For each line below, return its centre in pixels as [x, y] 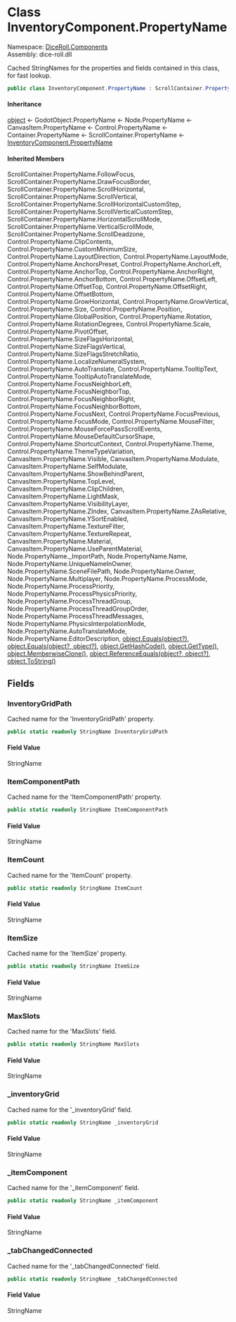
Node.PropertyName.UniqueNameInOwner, [70, 564]
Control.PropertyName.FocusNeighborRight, [71, 399]
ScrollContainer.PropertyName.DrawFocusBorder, [79, 182]
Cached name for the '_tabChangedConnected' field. [84, 1266]
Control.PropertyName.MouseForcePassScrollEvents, [85, 429]
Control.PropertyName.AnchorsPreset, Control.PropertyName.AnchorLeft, [115, 264]
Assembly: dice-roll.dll [40, 54]
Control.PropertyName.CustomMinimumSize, [72, 249]
